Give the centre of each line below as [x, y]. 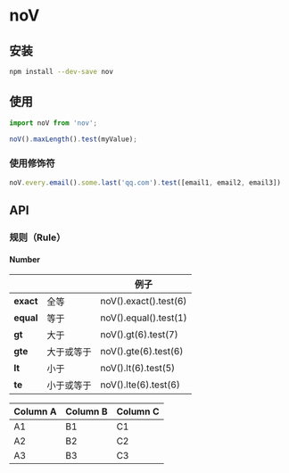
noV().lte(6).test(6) [140, 385]
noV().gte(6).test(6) [142, 352]
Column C [138, 411]
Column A [35, 411]
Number [25, 259]
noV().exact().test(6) [144, 302]
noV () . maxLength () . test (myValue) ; [74, 139]
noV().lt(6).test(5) [138, 369]
